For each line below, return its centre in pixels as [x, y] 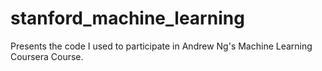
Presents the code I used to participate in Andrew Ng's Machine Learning [161, 46]
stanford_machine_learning [127, 18]
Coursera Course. [47, 56]
